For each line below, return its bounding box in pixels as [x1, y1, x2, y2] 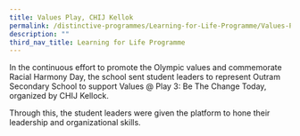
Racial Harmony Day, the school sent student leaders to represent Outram [9, 72, 281, 83]
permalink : [9, 21, 50, 30]
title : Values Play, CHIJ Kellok [9, 12, 134, 22]
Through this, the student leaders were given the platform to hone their [9, 108, 271, 118]
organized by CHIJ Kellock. [9, 91, 110, 101]
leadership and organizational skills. [9, 117, 141, 128]
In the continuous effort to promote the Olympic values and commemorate [9, 62, 283, 73]
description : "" [9, 29, 70, 38]
